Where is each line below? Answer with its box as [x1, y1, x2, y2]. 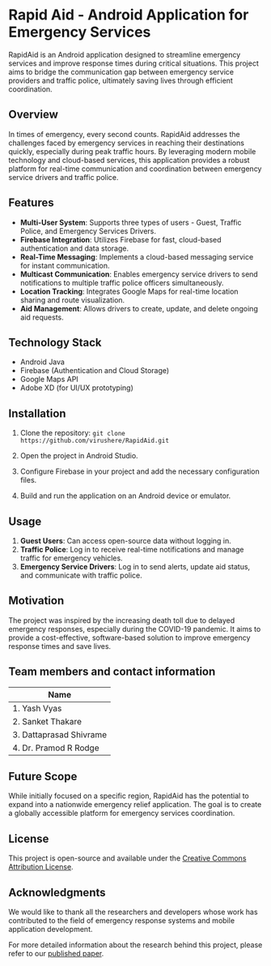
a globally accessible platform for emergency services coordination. [8, 809, 235, 818]
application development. [8, 925, 93, 934]
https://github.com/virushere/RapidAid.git [19, 436, 170, 445]
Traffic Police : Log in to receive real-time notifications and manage [19, 545, 244, 554]
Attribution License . [8, 862, 74, 872]
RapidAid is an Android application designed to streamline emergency [8, 49, 241, 59]
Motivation [8, 594, 65, 608]
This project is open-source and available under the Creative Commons [8, 853, 247, 863]
